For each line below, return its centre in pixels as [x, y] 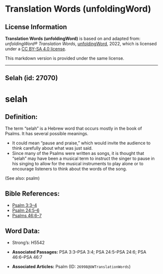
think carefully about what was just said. [52, 148]
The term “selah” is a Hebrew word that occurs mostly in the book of [73, 128]
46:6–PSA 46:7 [27, 257]
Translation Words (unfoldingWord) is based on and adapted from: [73, 38]
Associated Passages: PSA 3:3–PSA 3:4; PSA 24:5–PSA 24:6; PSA [79, 252]
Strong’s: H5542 [28, 243]
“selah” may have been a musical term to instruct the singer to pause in [83, 158]
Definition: [21, 117]
